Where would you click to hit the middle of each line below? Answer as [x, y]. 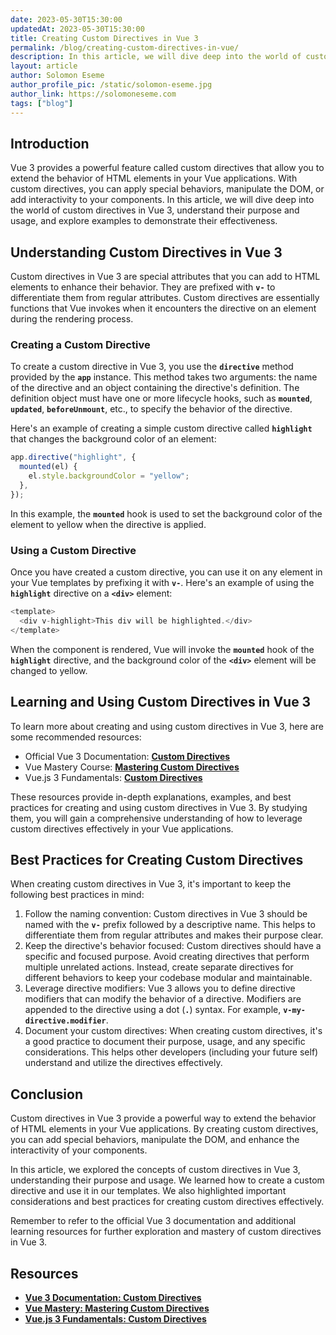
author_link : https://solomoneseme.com [93, 94]
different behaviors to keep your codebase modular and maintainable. [168, 978]
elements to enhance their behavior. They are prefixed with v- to [143, 287]
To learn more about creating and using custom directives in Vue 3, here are [167, 726]
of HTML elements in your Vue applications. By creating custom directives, [164, 1129]
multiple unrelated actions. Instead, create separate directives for [159, 967]
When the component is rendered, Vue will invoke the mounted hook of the [162, 649]
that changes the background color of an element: [113, 439]
